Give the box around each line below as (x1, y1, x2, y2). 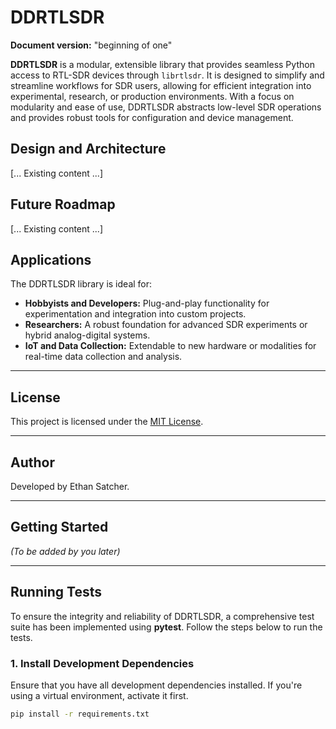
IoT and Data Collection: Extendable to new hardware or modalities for (24, 340, 317, 352)
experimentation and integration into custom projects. (24, 308, 247, 320)
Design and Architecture (10, 141, 167, 158)
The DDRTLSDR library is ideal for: (10, 278, 153, 290)
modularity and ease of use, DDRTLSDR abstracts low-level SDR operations (10, 101, 322, 113)
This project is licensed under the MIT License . (10, 416, 204, 428)
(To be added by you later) (10, 545, 121, 557)
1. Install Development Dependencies (10, 656, 195, 670)
